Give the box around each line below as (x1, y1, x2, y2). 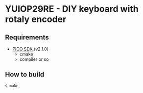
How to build (5, 71, 45, 79)
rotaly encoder (5, 14, 67, 25)
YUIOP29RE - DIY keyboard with (5, 3, 139, 15)
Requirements (5, 33, 49, 41)
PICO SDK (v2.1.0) (12, 46, 49, 52)
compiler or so (19, 56, 49, 62)
